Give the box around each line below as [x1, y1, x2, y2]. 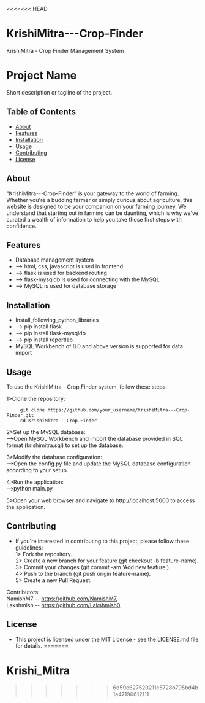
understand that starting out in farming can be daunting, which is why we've [6, 209, 199, 217]
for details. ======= [15, 642, 69, 650]
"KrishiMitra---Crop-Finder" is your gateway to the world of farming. [6, 190, 179, 197]
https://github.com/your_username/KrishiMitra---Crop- [47, 406, 190, 413]
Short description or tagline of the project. [6, 88, 113, 96]
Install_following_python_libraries [15, 316, 99, 324]
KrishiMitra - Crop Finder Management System [6, 47, 124, 54]
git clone [20, 406, 45, 413]
